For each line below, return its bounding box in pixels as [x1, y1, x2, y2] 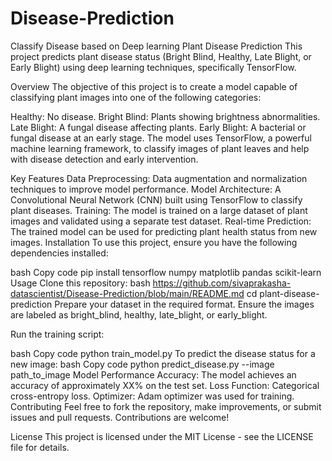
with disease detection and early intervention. [10, 153, 199, 165]
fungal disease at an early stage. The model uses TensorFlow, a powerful [10, 132, 312, 144]
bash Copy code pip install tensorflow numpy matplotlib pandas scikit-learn [10, 266, 322, 278]
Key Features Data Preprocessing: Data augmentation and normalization [10, 172, 308, 184]
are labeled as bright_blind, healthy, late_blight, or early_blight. [10, 308, 268, 321]
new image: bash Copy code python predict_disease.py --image [10, 358, 275, 370]
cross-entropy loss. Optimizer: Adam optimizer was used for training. [10, 390, 295, 402]
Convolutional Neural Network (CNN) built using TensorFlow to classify [10, 193, 303, 206]
